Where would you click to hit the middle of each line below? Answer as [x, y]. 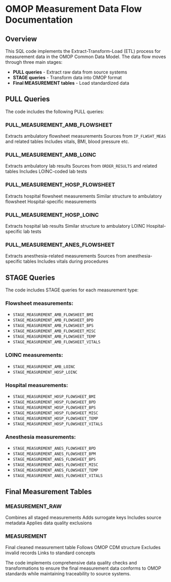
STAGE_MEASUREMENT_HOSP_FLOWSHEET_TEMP [55, 419]
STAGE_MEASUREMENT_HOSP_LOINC [45, 372]
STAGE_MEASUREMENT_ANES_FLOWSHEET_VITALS [58, 476]
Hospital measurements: [37, 385]
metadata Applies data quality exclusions [49, 523]
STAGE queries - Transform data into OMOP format [67, 77]
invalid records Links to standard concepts [50, 553]
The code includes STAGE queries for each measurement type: [72, 290]
